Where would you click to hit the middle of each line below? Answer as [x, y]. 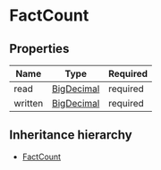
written [29, 103]
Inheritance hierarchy [71, 135]
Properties [39, 49]
